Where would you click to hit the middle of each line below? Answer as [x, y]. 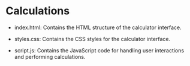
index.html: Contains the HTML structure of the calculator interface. [98, 27]
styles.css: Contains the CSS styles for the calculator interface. [92, 39]
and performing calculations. [50, 56]
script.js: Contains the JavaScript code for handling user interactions [99, 50]
